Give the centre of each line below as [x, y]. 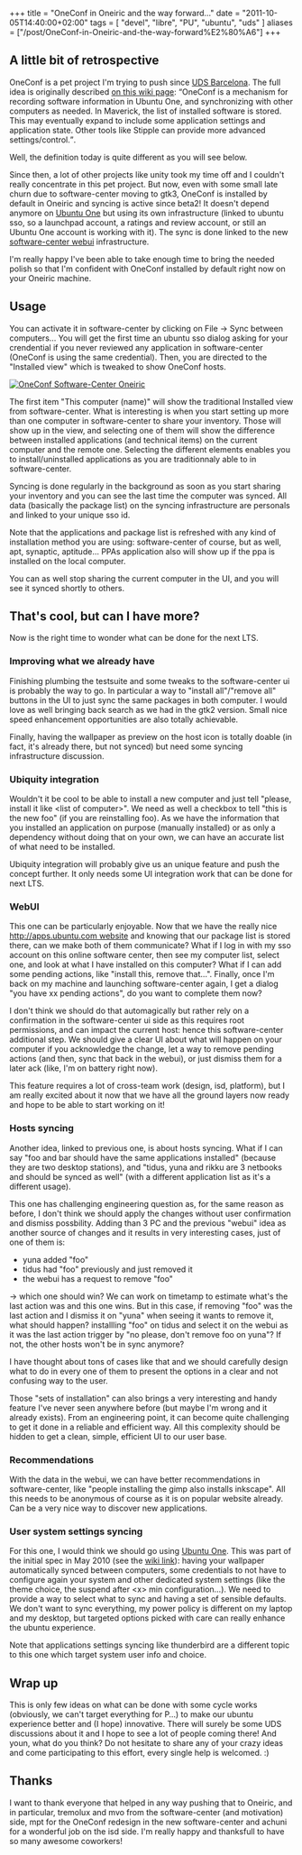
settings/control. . [43, 140]
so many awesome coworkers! [66, 1841]
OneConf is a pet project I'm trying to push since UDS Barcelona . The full [145, 82]
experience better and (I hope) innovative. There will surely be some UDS [146, 1724]
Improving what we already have [82, 662]
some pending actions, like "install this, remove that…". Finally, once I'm [142, 974]
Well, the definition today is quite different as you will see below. [128, 157]
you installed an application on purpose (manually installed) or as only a [143, 827]
